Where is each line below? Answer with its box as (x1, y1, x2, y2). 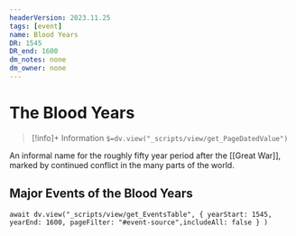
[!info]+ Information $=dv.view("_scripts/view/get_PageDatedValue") (31, 132, 289, 143)
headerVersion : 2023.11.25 (9, 13, 111, 23)
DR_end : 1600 (9, 47, 59, 56)
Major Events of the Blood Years (9, 186, 194, 202)
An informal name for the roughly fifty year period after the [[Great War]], (9, 150, 282, 161)
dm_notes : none (9, 55, 67, 64)
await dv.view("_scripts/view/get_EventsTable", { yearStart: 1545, (9, 210, 273, 219)
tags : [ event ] (9, 22, 63, 31)
